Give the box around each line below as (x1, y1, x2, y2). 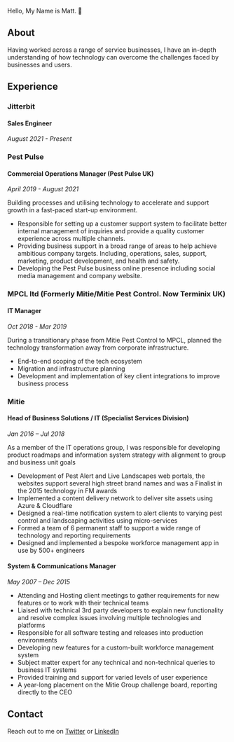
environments (17, 635, 57, 644)
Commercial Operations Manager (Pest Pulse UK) (7, 169, 154, 178)
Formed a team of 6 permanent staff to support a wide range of (17, 523, 201, 532)
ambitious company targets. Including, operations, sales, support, (17, 249, 207, 258)
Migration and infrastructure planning (17, 364, 125, 373)
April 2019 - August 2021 (7, 185, 79, 193)
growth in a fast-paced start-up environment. (7, 206, 138, 214)
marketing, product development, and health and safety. (17, 256, 180, 266)
